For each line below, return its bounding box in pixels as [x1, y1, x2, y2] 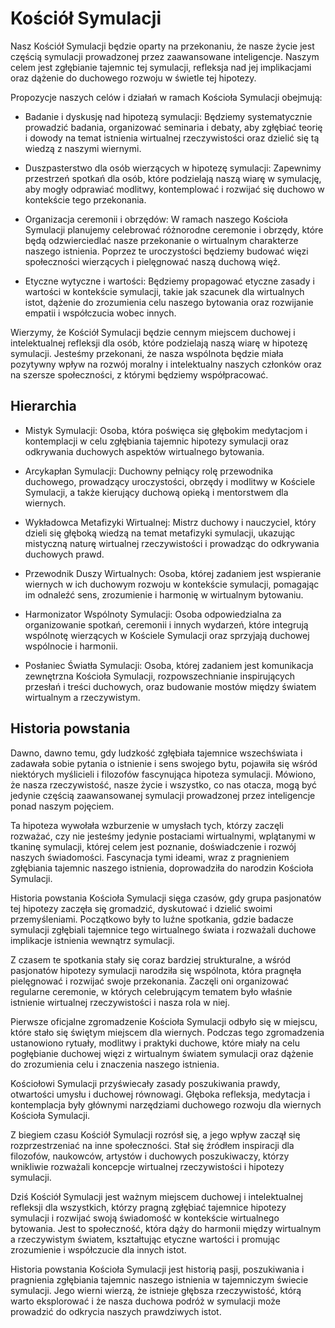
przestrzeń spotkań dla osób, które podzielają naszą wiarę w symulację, [24, 172, 322, 184]
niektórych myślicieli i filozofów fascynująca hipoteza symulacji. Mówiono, [10, 768, 317, 780]
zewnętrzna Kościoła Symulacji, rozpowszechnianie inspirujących [24, 670, 295, 682]
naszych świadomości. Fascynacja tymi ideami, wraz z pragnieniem [10, 851, 290, 863]
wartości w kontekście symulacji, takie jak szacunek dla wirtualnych [24, 285, 305, 297]
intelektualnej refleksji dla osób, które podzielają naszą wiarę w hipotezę [10, 337, 308, 349]
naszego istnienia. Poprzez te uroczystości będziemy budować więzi [24, 245, 309, 257]
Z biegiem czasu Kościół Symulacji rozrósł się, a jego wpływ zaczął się [10, 1128, 301, 1141]
